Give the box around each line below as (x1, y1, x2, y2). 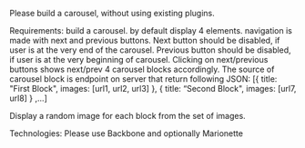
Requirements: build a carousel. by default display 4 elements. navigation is (9, 25, 293, 35)
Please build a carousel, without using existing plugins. (9, 8, 216, 18)
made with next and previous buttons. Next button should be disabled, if (9, 35, 280, 45)
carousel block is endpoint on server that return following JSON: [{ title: (9, 74, 278, 84)
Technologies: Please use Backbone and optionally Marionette (9, 128, 244, 139)
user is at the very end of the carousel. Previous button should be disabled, (9, 44, 291, 55)
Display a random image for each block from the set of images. (9, 111, 246, 121)
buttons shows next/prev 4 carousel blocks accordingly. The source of (9, 64, 275, 74)
